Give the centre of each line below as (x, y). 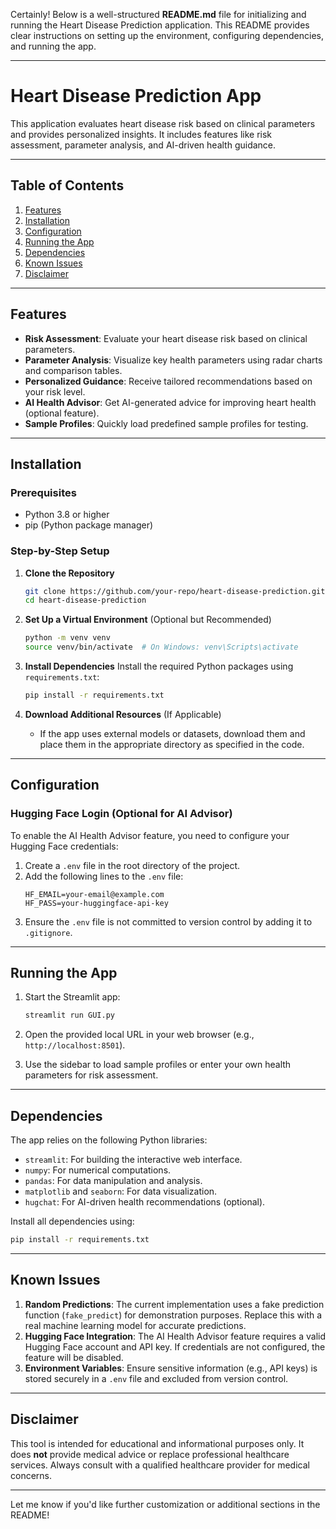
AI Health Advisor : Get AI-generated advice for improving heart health (170, 402)
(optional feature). (62, 413)
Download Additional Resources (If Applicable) (123, 714)
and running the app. (53, 46)
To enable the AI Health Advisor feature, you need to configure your (150, 835)
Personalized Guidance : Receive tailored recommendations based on (168, 381)
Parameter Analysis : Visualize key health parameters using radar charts (173, 360)
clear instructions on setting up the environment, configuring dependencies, (167, 35)
